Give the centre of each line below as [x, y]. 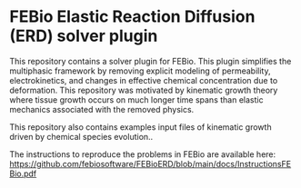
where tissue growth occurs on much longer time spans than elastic [136, 99]
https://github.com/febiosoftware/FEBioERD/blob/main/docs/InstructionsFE [150, 163]
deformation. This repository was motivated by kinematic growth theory [144, 90]
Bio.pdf [23, 173]
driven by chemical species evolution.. [81, 136]
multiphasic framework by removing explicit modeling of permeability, [140, 71]
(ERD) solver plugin [84, 36]
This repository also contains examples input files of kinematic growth [140, 127]
